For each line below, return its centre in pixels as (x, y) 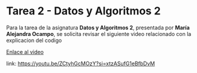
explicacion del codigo (34, 40)
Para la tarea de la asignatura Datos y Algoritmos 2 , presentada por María (98, 28)
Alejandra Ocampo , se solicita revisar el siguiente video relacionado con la (99, 34)
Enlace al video (25, 51)
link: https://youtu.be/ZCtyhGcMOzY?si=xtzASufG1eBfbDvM (81, 63)
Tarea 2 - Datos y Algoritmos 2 (84, 11)
